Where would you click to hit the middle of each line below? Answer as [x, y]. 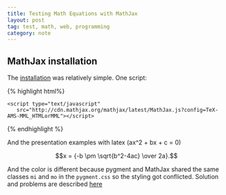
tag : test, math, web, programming [59, 26]
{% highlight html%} [36, 92]
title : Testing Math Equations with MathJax [72, 14]
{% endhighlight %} [35, 129]
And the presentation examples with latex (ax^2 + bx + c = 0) [94, 142]
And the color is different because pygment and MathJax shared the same [113, 169]
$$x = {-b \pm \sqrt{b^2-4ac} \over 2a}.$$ [116, 156]
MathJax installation [52, 61]
